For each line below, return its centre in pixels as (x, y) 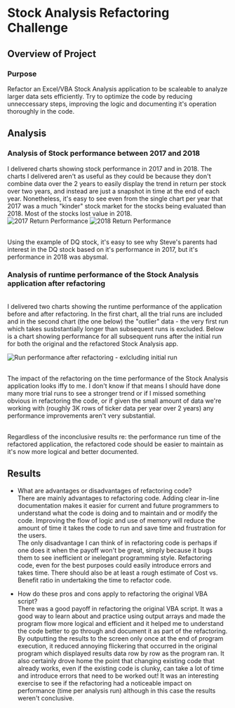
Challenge (38, 28)
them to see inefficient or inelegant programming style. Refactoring (114, 557)
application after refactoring (56, 283)
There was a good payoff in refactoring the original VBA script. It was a (120, 608)
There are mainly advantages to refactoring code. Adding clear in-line (118, 498)
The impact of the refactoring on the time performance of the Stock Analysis (118, 378)
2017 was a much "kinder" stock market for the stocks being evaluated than (117, 206)
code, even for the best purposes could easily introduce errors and (114, 565)
